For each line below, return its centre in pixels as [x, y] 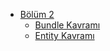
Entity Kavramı [64, 35]
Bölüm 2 [37, 14]
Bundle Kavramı [67, 25]
